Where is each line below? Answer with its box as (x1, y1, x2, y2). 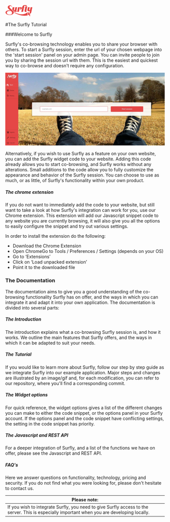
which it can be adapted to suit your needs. (5, 339, 96, 346)
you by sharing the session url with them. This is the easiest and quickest (5, 57, 158, 63)
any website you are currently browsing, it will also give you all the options (5, 218, 160, 224)
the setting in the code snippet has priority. (5, 420, 95, 427)
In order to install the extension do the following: (5, 233, 106, 239)
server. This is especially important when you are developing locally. (7, 509, 150, 515)
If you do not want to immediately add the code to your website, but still (5, 202, 155, 208)
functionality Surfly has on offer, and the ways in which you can (25, 294, 158, 300)
